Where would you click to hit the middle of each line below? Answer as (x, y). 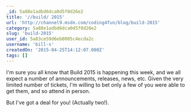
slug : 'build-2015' (30, 34)
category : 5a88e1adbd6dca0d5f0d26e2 (51, 28)
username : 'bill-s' (30, 45)
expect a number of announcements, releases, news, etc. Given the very (95, 78)
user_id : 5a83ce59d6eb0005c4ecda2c (50, 39)
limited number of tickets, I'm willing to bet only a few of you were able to (95, 85)
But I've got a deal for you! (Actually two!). (58, 102)
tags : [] (17, 55)
